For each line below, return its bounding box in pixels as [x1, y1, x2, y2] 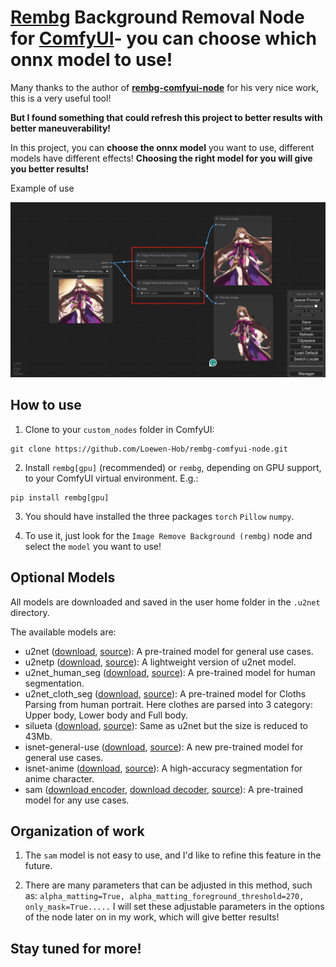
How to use [10, 397, 82, 414]
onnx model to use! [10, 49, 173, 71]
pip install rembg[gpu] [10, 492, 110, 503]
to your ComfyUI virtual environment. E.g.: [24, 472, 199, 484]
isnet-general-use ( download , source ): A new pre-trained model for [24, 741, 304, 753]
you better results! [10, 162, 90, 175]
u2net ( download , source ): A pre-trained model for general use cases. [24, 645, 314, 657]
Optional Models [10, 569, 116, 586]
